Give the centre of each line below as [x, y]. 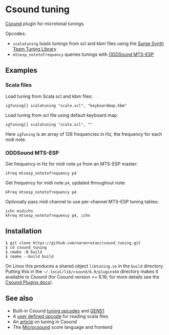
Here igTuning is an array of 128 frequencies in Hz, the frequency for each [84, 134]
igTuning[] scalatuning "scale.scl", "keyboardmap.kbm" [66, 106]
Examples [21, 70]
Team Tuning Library [35, 49]
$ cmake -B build [24, 252]
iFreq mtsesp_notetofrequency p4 [41, 173]
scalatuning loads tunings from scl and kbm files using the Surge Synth [88, 43]
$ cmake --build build [29, 256]
